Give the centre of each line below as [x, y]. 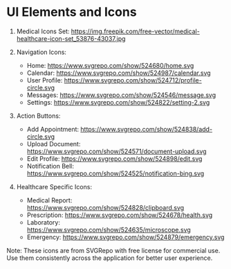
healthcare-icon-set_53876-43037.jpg [71, 38]
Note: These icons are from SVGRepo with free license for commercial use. [113, 250]
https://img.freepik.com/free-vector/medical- [135, 31]
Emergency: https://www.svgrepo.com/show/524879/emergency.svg [126, 237]
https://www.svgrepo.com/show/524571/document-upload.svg [117, 151]
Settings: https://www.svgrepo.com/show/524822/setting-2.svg [118, 102]
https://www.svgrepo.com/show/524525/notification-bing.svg [115, 173]
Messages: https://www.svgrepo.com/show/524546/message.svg [121, 95]
